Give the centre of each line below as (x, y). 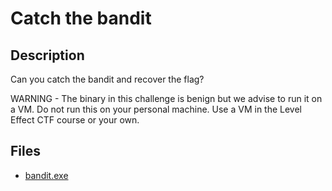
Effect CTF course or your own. (75, 120)
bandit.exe (46, 175)
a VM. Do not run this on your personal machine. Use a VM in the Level (156, 109)
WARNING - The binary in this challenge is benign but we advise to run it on (166, 98)
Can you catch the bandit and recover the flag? (107, 79)
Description (47, 55)
